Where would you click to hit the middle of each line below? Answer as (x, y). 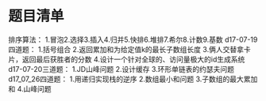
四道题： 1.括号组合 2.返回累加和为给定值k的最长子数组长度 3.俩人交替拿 (126, 49)
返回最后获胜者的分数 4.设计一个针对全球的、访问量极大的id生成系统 (133, 59)
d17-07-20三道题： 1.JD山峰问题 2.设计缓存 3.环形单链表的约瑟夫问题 (121, 69)
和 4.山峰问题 (30, 88)
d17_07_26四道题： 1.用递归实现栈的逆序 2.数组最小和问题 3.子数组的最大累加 (133, 79)
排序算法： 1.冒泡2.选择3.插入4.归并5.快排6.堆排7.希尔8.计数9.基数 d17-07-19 (133, 39)
